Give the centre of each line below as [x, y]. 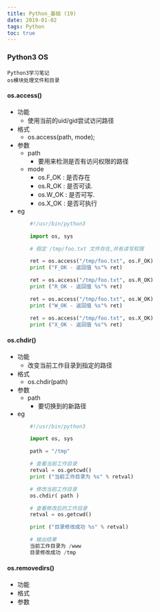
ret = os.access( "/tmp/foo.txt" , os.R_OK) [92, 280]
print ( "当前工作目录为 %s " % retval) [82, 477]
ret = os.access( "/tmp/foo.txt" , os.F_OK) [92, 261]
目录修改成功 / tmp [53, 552]
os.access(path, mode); [61, 137]
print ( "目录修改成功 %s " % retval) [79, 527]
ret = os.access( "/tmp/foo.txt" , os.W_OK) [92, 299]
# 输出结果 [43, 540]
